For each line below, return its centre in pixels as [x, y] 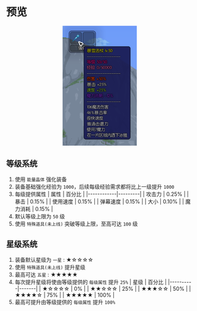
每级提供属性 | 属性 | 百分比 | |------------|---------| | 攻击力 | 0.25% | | [101, 194]
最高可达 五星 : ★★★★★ [46, 274]
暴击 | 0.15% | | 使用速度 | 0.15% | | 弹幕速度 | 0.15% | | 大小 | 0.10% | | [99, 201]
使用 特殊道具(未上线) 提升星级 [50, 267]
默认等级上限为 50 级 [40, 216]
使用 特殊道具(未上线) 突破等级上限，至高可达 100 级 [76, 224]
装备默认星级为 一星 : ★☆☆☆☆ [54, 259]
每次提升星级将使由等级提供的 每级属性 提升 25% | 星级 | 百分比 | [91, 282]
